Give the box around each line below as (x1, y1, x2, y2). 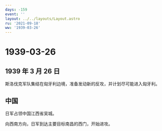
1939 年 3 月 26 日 (5, 67, 60, 75)
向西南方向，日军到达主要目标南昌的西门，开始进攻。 (5, 121, 113, 127)
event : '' (5, 12, 26, 17)
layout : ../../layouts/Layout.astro (5, 16, 80, 21)
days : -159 (5, 7, 27, 12)
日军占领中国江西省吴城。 (5, 110, 57, 116)
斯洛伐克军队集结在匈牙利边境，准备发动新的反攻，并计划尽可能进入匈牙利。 (5, 81, 160, 87)
